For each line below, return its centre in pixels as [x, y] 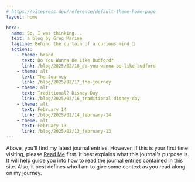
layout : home [22, 17]
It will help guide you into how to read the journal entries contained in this [95, 160]
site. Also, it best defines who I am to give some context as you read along [96, 167]
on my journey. [24, 173]
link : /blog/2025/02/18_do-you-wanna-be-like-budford [89, 66]
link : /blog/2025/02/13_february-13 [66, 132]
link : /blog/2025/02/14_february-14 [66, 115]
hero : [13, 28]
